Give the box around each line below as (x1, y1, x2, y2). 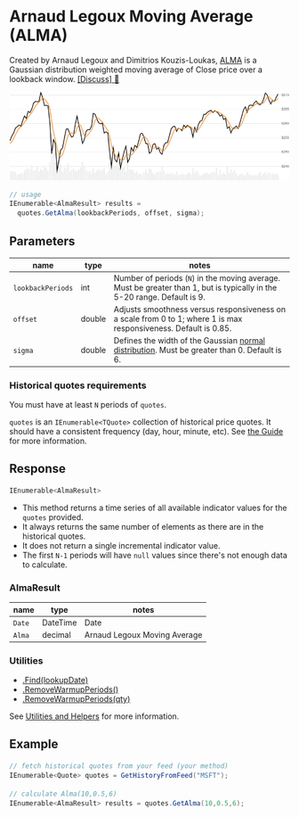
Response (9, 461, 67, 476)
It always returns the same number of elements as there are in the (21, 521, 264, 532)
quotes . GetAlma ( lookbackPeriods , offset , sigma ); (17, 209, 205, 218)
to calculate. (21, 559, 69, 570)
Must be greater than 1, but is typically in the (113, 282, 278, 293)
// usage (9, 190, 42, 199)
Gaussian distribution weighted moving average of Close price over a (9, 64, 263, 75)
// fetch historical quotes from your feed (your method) (9, 761, 229, 771)
